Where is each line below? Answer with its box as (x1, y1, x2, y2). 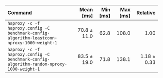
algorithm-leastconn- (7, 35, 57, 40)
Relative (136, 9, 156, 16)
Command (7, 9, 33, 16)
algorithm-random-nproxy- (7, 61, 67, 67)
